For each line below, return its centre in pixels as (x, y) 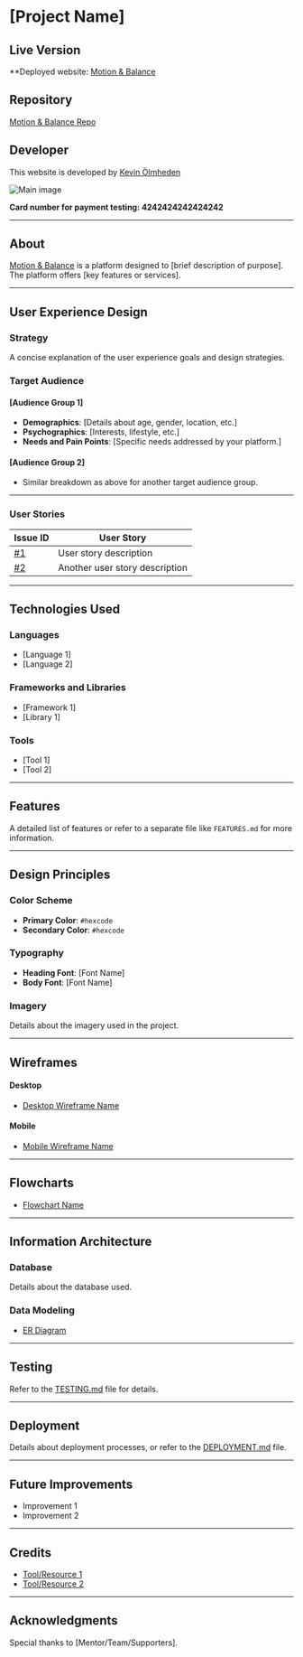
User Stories (37, 514)
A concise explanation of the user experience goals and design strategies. (147, 358)
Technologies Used (64, 609)
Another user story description (123, 567)
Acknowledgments (64, 1620)
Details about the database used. (71, 1287)
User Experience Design (79, 312)
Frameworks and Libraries (68, 688)
